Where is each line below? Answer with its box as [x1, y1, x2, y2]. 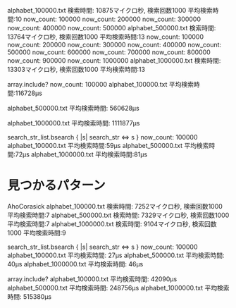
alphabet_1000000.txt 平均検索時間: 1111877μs [7, 119, 140, 127]
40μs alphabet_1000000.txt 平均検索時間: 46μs [7, 259, 144, 268]
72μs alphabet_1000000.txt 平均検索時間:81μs [15, 150, 148, 159]
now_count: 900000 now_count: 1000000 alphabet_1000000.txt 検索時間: [7, 56, 221, 65]
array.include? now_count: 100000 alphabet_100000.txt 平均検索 [7, 80, 194, 88]
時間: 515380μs [7, 292, 52, 301]
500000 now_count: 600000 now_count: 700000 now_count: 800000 [7, 48, 211, 56]
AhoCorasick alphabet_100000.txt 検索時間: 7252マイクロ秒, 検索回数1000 [7, 202, 223, 210]
